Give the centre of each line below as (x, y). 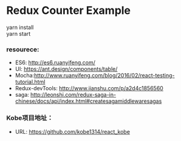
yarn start (19, 33)
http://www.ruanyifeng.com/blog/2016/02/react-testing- (104, 76)
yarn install (20, 27)
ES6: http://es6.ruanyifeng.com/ (55, 63)
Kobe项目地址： (30, 118)
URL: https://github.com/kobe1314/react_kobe (73, 131)
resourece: (23, 49)
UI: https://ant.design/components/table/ (66, 69)
